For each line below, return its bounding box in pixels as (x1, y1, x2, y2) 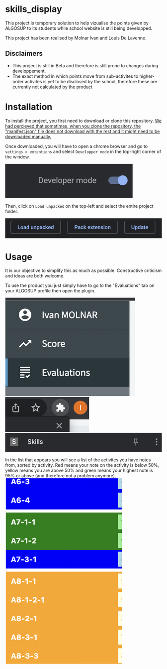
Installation (5, 101, 53, 113)
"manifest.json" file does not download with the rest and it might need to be (5, 128, 160, 134)
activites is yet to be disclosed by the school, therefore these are (24, 78, 158, 84)
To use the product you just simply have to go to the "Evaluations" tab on (5, 282, 155, 288)
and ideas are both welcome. (5, 273, 65, 279)
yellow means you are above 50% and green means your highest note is (5, 467, 153, 473)
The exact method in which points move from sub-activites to (12, 73, 139, 79)
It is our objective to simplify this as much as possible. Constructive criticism (5, 268, 162, 273)
